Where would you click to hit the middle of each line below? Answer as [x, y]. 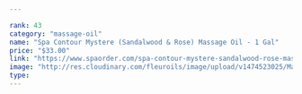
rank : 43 [26, 25]
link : [19, 59]
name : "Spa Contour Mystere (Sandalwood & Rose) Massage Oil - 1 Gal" [144, 42]
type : [19, 76]
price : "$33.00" [40, 50]
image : [22, 67]
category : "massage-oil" [56, 34]
